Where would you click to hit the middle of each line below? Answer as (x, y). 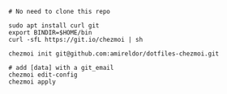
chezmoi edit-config (43, 75)
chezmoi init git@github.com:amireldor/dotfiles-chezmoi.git (114, 54)
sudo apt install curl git (54, 26)
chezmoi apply (32, 82)
